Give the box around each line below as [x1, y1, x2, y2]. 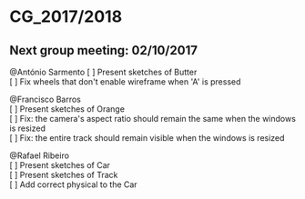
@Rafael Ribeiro [9, 150, 70, 161]
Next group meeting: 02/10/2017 [9, 43, 198, 58]
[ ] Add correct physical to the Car [9, 179, 138, 190]
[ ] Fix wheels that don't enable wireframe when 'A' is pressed [9, 76, 241, 87]
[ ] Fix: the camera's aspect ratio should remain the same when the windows [9, 114, 296, 124]
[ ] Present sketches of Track [9, 170, 118, 180]
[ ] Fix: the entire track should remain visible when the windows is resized [9, 133, 285, 143]
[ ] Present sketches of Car [9, 160, 111, 170]
